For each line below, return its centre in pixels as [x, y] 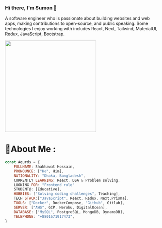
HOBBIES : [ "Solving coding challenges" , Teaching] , [67, 194]
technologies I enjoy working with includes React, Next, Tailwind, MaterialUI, [81, 29]
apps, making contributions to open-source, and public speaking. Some [77, 23]
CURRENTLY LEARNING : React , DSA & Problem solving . [67, 180]
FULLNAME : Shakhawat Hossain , [44, 167]
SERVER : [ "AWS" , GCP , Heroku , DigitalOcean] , [61, 207]
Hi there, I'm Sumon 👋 [31, 8]
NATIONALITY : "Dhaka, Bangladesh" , [50, 176]
